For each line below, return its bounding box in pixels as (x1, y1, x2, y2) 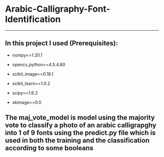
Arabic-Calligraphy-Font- (5, 3, 111, 15)
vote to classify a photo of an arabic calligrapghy (5, 121, 157, 130)
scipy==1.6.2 (12, 90, 38, 96)
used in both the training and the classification (5, 137, 150, 145)
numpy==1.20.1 (12, 52, 43, 58)
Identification (5, 14, 61, 25)
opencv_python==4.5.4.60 (12, 61, 66, 67)
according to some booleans (5, 144, 94, 152)
